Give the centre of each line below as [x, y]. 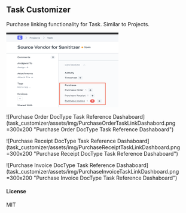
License [16, 192]
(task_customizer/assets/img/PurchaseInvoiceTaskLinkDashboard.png [93, 171]
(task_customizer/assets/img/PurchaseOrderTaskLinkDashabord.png [91, 123]
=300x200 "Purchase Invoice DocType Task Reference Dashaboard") [92, 178]
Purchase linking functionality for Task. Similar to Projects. [78, 24]
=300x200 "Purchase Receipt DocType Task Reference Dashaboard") [92, 153]
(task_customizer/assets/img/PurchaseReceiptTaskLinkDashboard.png [93, 147]
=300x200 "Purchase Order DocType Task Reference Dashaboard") [90, 129]
